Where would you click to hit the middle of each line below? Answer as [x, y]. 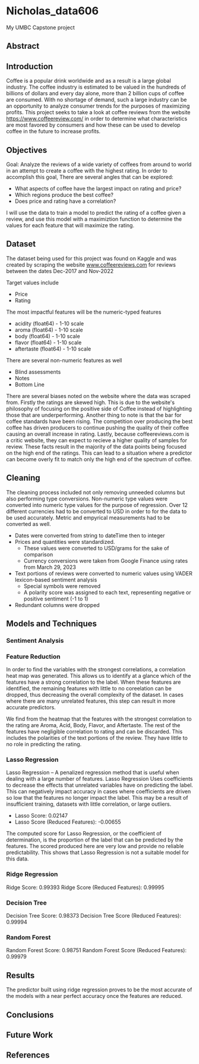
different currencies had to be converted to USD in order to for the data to [97, 511]
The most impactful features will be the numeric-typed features [84, 312]
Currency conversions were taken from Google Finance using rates [106, 561]
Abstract [23, 46]
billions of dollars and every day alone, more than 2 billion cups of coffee [95, 93]
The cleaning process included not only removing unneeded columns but [96, 492]
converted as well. [29, 524]
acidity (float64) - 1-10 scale [49, 323]
